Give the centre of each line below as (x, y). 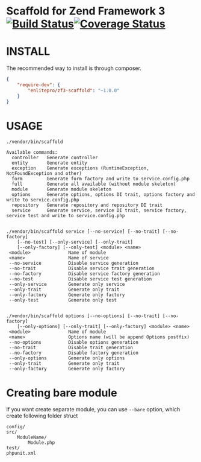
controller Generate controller (55, 158)
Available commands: (32, 153)
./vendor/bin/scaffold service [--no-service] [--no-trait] (83, 232)
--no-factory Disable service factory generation (85, 274)
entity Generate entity (49, 163)
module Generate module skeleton (62, 189)
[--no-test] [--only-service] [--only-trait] (75, 242)
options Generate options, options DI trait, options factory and (104, 195)
